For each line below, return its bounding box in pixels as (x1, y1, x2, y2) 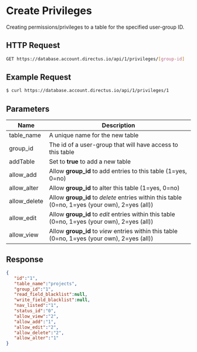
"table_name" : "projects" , (13, 281, 77, 286)
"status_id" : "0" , (13, 308, 57, 314)
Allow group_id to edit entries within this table (49, 210, 175, 218)
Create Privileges (6, 4, 92, 18)
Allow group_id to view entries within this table (49, 227, 178, 235)
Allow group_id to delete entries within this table (49, 193, 182, 201)
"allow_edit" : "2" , (13, 324, 59, 330)
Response (6, 254, 44, 264)
